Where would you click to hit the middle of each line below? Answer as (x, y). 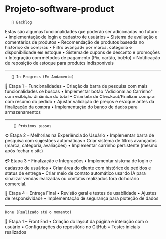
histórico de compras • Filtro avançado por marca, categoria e (69, 47)
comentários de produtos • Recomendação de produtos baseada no (75, 42)
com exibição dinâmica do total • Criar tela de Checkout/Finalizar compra (80, 96)
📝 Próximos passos (33, 126)
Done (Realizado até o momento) (38, 212)
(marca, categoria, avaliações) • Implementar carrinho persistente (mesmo (81, 145)
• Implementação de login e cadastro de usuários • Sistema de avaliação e (81, 37)
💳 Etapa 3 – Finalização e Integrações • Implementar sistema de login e (79, 161)
